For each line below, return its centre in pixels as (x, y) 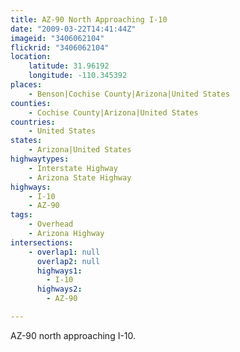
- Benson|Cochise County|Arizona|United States (129, 94)
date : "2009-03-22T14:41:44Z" (73, 29)
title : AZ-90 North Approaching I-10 (89, 19)
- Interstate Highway (73, 168)
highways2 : (59, 289)
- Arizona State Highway (80, 177)
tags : (21, 215)
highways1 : (59, 271)
